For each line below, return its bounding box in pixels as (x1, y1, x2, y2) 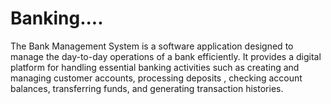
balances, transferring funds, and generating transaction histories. (10, 82, 284, 94)
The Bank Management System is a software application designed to (10, 40, 294, 52)
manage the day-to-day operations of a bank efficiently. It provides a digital (10, 50, 322, 62)
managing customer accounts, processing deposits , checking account (10, 72, 303, 84)
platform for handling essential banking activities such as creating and (10, 61, 300, 73)
